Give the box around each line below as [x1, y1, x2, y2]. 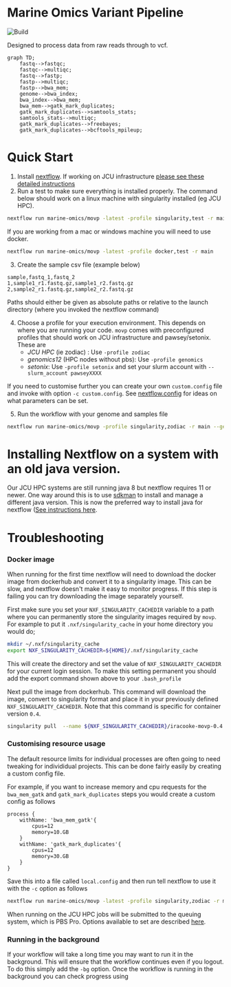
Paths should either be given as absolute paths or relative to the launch [7, 298, 208, 306]
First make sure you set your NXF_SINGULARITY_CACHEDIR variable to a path [7, 605, 214, 614]
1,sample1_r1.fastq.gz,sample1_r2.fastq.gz [7, 280, 134, 287]
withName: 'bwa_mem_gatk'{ [19, 816, 97, 824]
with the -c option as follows [7, 884, 88, 893]
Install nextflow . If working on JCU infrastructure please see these [16, 172, 205, 180]
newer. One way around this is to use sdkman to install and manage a [7, 491, 203, 499]
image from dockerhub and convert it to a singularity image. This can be [7, 577, 212, 585]
